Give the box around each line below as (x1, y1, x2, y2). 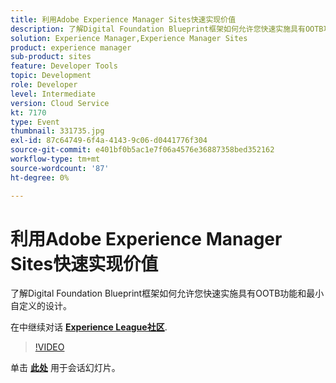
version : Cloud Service (10, 98, 110, 108)
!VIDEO (34, 341, 65, 353)
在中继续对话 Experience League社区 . (10, 321, 168, 333)
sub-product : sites (10, 52, 92, 62)
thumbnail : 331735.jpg (10, 126, 105, 136)
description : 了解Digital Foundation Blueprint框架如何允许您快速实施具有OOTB (10, 24, 324, 34)
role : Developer (10, 80, 78, 90)
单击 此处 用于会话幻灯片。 (10, 362, 121, 374)
